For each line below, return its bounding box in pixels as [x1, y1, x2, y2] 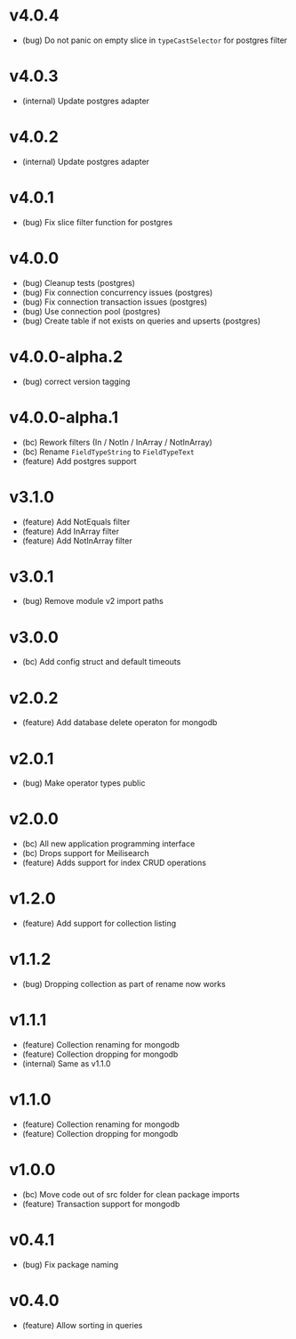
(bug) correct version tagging [21, 376, 131, 387]
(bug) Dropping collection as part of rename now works [21, 979, 227, 990]
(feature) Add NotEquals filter [21, 516, 131, 527]
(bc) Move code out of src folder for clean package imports [21, 1188, 240, 1199]
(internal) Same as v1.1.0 [21, 1058, 111, 1069]
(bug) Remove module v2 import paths [21, 596, 164, 607]
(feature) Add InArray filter [21, 526, 120, 536]
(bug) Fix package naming [21, 1259, 119, 1270]
